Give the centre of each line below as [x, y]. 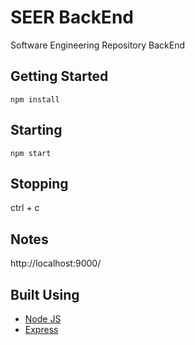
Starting [36, 130]
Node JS [43, 319]
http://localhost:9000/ [56, 263]
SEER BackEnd [72, 17]
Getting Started [59, 76]
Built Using [45, 294]
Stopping [39, 183]
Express [41, 329]
